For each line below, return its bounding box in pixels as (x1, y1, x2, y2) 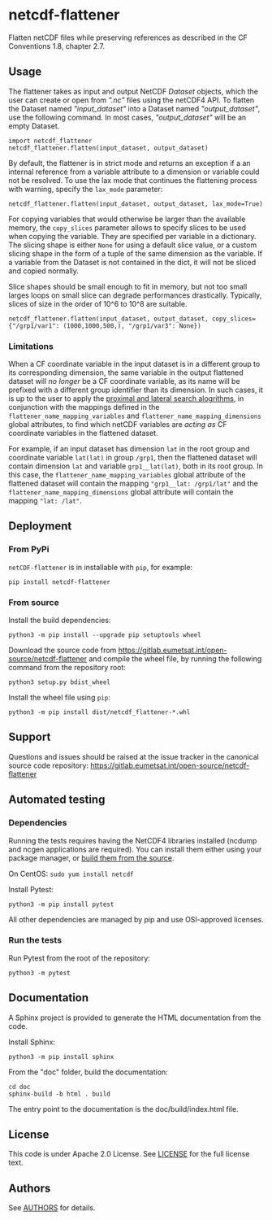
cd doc (8, 1083, 31, 1091)
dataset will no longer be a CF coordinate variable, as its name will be (8, 377, 241, 386)
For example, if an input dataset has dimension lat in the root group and (8, 444, 250, 454)
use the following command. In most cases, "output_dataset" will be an (8, 112, 247, 122)
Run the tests (8, 935, 63, 946)
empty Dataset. (8, 120, 60, 131)
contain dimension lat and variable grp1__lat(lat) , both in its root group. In (8, 461, 264, 471)
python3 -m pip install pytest (8, 900, 114, 908)
